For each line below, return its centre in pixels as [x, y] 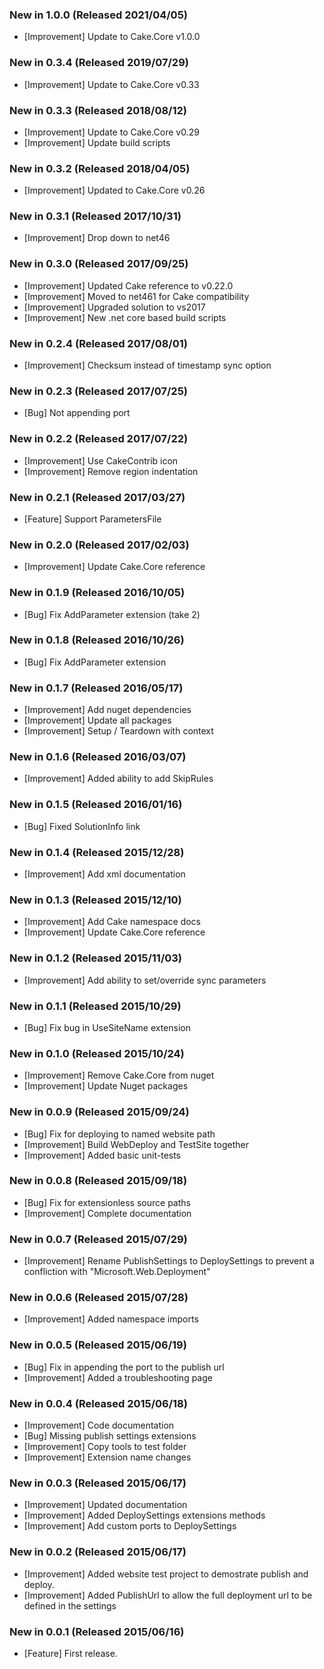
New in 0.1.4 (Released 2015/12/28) [97, 852]
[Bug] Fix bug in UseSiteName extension [107, 1027]
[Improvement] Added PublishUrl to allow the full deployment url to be [168, 1595]
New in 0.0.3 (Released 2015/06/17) [98, 1483]
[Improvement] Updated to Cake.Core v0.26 [114, 190]
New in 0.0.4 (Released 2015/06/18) [98, 1403]
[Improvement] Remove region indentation [111, 471]
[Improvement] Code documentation [99, 1425]
